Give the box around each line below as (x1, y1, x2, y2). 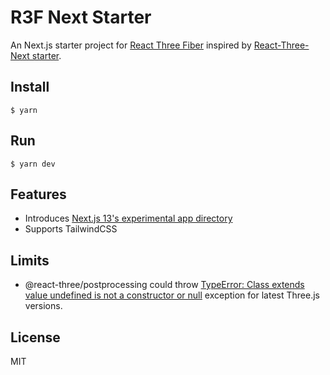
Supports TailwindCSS (24, 223, 118, 235)
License (10, 329, 61, 346)
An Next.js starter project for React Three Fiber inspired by (10, 39, 252, 51)
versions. (24, 300, 63, 312)
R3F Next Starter (10, 6, 152, 29)
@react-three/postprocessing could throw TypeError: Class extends (24, 279, 305, 291)
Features (10, 186, 67, 203)
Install (10, 79, 50, 96)
